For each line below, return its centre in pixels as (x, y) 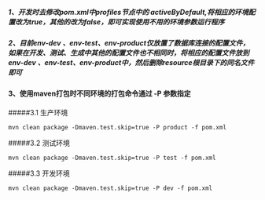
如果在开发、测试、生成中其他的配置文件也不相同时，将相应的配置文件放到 (129, 53)
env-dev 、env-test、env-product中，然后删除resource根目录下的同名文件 (131, 62)
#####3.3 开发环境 (39, 173)
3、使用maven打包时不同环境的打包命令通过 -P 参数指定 (99, 93)
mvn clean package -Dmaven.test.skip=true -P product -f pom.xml (117, 127)
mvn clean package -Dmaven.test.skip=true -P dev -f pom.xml (110, 188)
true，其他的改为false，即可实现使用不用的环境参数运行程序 (127, 22)
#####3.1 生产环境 (38, 112)
